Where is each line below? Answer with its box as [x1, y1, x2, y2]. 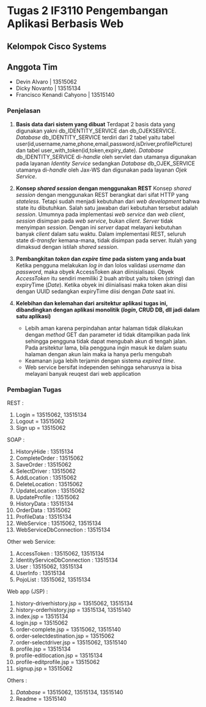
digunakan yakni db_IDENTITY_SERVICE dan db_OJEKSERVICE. [15, 127, 177, 134]
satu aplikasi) [15, 312, 51, 319]
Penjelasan [7, 107, 41, 115]
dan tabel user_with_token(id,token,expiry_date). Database [15, 147, 164, 154]
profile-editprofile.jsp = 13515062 [15, 658, 100, 665]
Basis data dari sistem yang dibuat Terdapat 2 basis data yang [15, 120, 176, 128]
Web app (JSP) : [7, 587, 48, 595]
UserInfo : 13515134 [15, 569, 66, 576]
